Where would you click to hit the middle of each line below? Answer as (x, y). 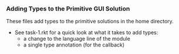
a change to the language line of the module (77, 39)
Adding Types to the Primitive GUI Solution (68, 9)
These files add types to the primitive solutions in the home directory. (90, 21)
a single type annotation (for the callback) (74, 45)
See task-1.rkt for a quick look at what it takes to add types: (86, 33)
